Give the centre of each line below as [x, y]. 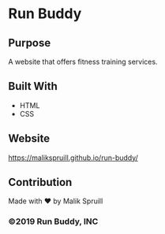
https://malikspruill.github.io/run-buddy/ [73, 158]
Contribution [40, 182]
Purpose [30, 43]
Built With [33, 86]
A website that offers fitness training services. [83, 61]
